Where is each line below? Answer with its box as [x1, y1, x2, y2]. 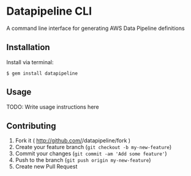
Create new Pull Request [15, 163, 78, 170]
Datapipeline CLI [6, 4, 92, 18]
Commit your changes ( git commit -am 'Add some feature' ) [15, 150, 167, 157]
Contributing [6, 120, 56, 131]
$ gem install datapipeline [6, 70, 78, 76]
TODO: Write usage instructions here [6, 103, 99, 111]
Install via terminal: [6, 58, 54, 65]
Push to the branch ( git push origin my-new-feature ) [15, 156, 151, 164]
